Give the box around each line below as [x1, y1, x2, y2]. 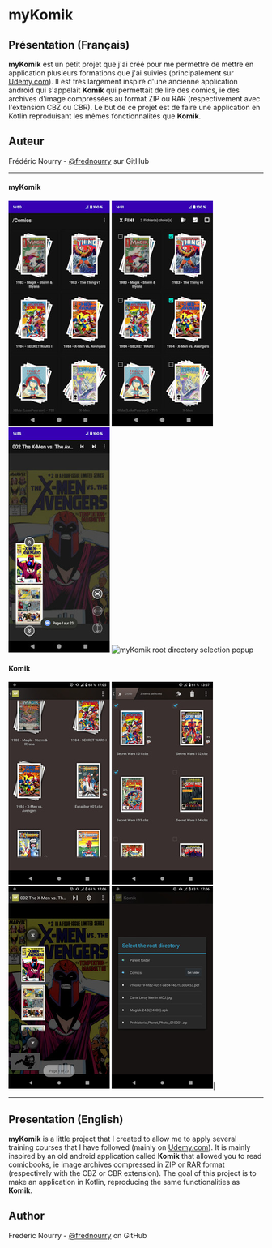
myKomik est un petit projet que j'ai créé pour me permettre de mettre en [8, 59, 254, 69]
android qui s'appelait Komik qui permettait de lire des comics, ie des [8, 85, 240, 95]
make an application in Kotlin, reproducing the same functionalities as [8, 1177, 240, 1187]
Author [8, 1209, 45, 1223]
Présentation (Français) [8, 38, 130, 52]
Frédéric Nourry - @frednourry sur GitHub [8, 156, 150, 165]
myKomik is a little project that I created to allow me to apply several [8, 1134, 237, 1144]
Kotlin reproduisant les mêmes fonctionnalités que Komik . [8, 111, 202, 121]
